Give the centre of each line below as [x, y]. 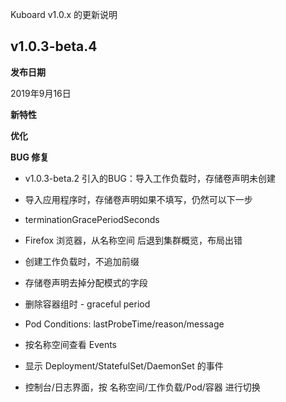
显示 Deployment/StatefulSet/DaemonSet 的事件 [124, 365]
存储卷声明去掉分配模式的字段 [86, 282]
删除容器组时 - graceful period [87, 304]
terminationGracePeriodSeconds [92, 219]
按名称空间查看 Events [71, 344]
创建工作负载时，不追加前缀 [82, 261]
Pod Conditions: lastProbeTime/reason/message [124, 324]
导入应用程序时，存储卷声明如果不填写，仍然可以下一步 [138, 199]
